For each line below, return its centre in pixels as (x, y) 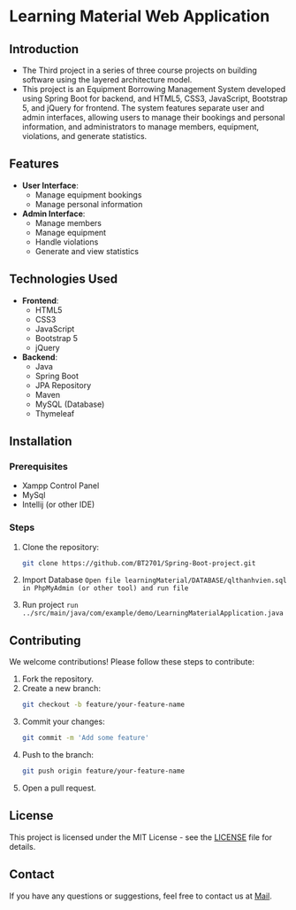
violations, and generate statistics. (84, 136)
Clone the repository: (61, 547)
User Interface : (50, 185)
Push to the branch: (58, 755)
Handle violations (67, 242)
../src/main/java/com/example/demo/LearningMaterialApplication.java (153, 613)
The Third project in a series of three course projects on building (140, 70)
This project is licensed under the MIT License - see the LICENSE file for (140, 837)
